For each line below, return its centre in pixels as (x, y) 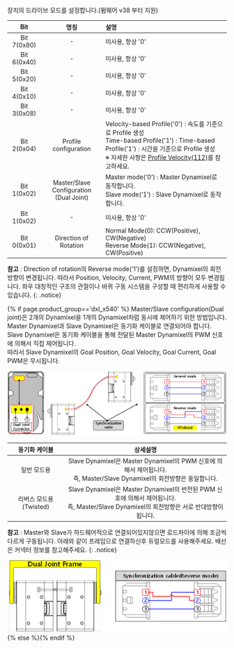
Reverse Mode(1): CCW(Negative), (156, 245)
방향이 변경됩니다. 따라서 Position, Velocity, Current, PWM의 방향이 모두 (107, 278)
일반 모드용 (36, 470)
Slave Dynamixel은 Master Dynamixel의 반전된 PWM (142, 489)
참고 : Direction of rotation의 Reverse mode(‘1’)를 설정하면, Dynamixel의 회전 (114, 269)
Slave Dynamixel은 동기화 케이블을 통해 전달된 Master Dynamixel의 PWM (109, 335)
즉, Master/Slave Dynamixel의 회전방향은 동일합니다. (145, 478)
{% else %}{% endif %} (41, 638)
